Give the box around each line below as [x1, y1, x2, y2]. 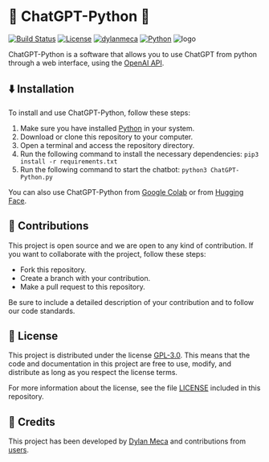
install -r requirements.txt [19, 157, 118, 166]
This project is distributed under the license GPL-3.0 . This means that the [8, 350, 251, 361]
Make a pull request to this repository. [19, 282, 146, 291]
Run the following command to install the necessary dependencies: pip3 [19, 149, 259, 159]
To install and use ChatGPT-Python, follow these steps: [8, 108, 191, 118]
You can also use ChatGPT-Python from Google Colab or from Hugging [8, 187, 244, 196]
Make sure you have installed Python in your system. [19, 123, 195, 133]
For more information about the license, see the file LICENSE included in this [8, 383, 261, 393]
